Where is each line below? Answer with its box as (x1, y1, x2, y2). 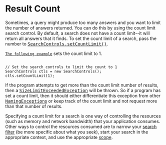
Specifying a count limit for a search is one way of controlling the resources (5, 113, 161, 119)
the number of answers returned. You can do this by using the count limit (5, 24, 156, 30)
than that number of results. (5, 103, 62, 109)
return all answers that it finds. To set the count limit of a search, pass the (5, 35, 156, 41)
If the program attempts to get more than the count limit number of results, (5, 82, 159, 88)
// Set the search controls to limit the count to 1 (5, 64, 117, 69)
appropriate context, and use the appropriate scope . (5, 134, 113, 140)
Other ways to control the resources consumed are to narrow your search (5, 123, 157, 129)
